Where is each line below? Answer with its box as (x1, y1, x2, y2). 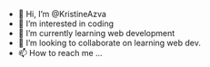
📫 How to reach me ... (17, 48, 103, 58)
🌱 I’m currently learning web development (17, 28, 175, 38)
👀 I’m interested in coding (17, 18, 115, 29)
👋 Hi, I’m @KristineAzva (17, 9, 107, 19)
